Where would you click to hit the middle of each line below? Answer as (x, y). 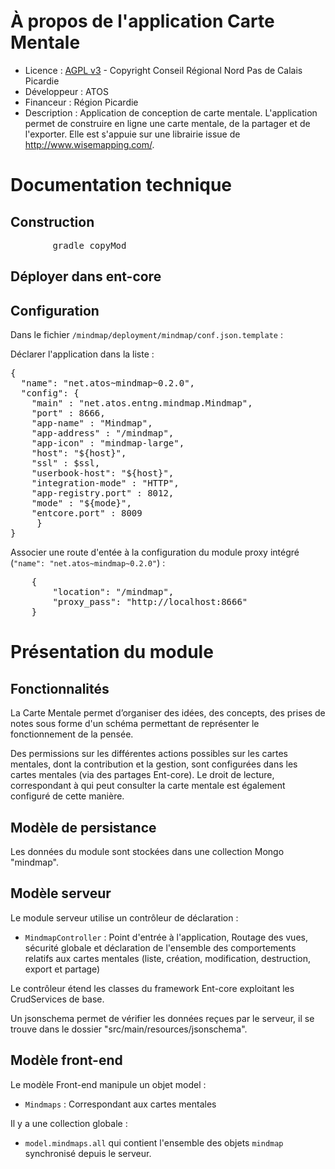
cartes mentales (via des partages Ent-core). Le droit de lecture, (142, 775)
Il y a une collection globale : (69, 1123)
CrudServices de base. (57, 999)
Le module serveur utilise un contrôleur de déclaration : (124, 917)
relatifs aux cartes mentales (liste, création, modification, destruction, (168, 958)
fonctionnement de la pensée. (72, 734)
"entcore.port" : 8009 (87, 513)
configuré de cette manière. (67, 796)
